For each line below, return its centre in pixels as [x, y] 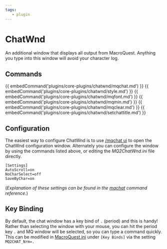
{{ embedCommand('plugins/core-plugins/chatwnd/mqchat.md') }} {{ [77, 86]
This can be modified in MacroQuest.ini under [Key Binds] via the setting [80, 237]
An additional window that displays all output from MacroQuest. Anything [80, 53]
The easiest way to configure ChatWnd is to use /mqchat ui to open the [78, 140]
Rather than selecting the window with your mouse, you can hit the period [81, 226]
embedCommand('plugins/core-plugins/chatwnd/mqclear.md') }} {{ [75, 107]
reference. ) [17, 193]
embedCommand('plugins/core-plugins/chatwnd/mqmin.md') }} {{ [74, 102]
